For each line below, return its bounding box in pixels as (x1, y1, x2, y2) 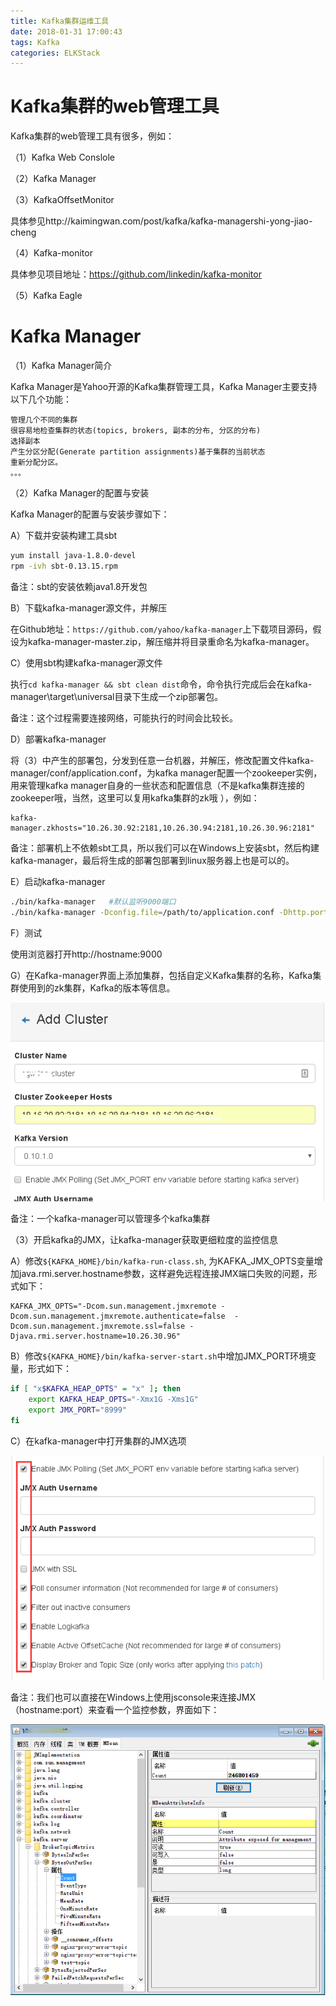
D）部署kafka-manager (10, 733, 107, 745)
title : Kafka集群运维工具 (10, 16, 110, 26)
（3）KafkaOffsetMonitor (10, 194, 115, 206)
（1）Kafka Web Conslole (10, 151, 116, 164)
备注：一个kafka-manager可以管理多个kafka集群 (10, 1213, 211, 1225)
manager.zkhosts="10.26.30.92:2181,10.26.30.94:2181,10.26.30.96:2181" (10, 823, 315, 833)
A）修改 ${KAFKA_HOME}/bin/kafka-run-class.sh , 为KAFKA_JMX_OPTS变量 (10, 1255, 315, 1267)
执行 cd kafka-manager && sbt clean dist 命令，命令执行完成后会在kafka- (10, 678, 313, 690)
